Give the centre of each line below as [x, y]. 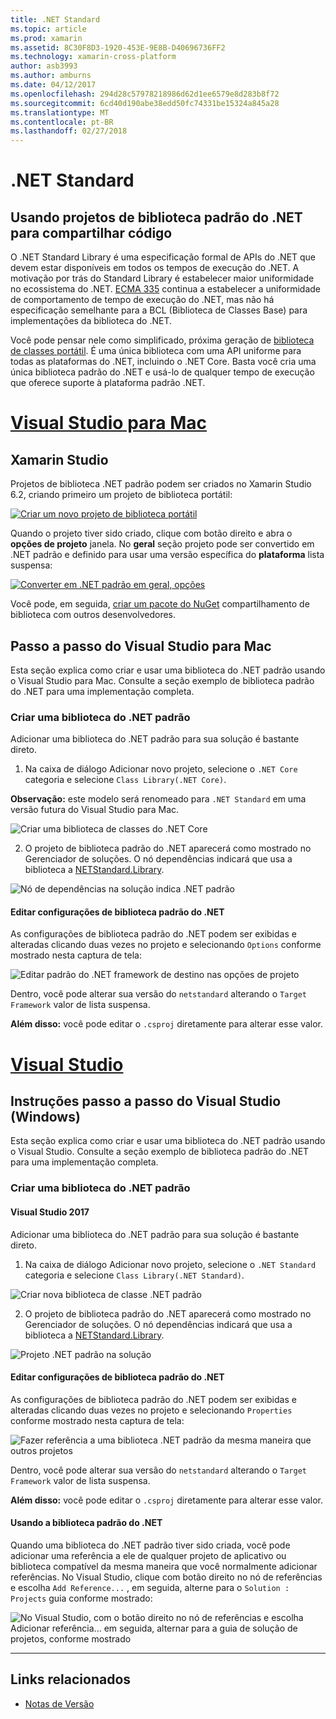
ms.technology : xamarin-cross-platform [93, 57]
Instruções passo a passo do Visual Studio [146, 1101]
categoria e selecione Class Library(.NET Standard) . [134, 1275]
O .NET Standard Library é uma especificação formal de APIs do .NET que [163, 257]
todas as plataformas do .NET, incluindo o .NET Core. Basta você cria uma [163, 362]
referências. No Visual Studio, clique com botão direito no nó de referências [166, 1577]
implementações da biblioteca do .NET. [91, 321]
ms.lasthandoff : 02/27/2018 [69, 131]
